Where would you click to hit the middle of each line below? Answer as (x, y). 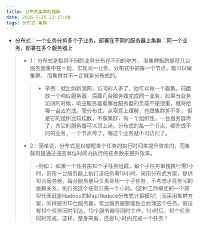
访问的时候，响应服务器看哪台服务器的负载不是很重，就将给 (118, 103)
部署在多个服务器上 (49, 48)
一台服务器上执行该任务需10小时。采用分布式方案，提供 (125, 173)
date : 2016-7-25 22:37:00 (38, 17)
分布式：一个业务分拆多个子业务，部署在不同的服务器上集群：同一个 (99, 41)
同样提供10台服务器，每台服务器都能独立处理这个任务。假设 (120, 203)
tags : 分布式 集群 (27, 23)
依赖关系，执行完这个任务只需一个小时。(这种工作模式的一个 (110, 188)
